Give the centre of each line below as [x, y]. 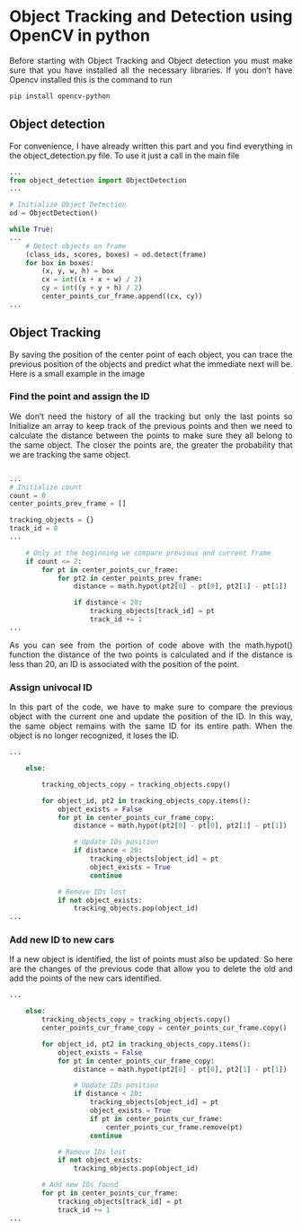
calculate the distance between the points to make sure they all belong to [151, 435]
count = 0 [28, 495]
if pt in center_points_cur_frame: [156, 1119]
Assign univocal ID [51, 687]
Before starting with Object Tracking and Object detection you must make [151, 60]
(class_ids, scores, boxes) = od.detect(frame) [116, 254]
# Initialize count [46, 487]
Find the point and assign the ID [80, 397]
